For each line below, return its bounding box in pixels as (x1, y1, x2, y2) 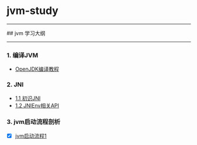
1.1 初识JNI (15, 95, 41, 102)
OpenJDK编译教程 (15, 65, 60, 72)
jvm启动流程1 (15, 132, 47, 139)
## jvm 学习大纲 (6, 29, 46, 36)
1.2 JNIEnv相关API (15, 102, 60, 109)
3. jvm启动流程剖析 (6, 118, 61, 126)
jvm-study (6, 4, 59, 18)
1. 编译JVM (6, 51, 39, 59)
